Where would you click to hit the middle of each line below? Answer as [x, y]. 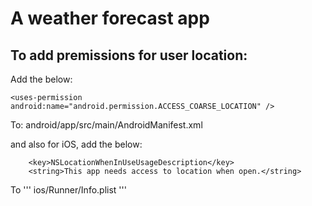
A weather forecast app [110, 18]
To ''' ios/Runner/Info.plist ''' [68, 190]
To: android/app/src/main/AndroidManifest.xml [106, 125]
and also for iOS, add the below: [76, 144]
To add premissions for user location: [129, 55]
